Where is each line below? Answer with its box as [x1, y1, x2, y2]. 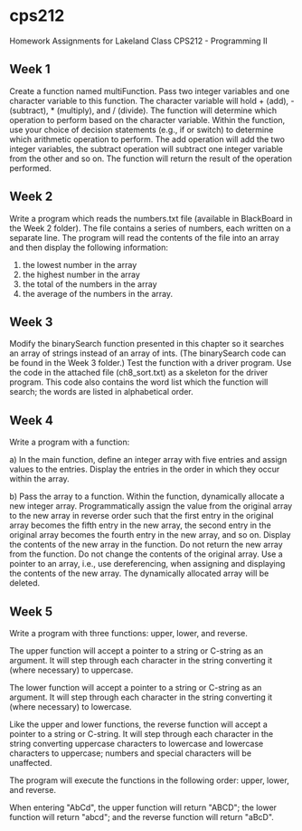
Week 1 [9, 62, 51, 77]
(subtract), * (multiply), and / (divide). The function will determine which [9, 105, 278, 116]
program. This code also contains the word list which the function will [9, 377, 269, 387]
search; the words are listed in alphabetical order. [9, 387, 193, 397]
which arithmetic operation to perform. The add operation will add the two [9, 133, 285, 145]
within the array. [9, 473, 70, 484]
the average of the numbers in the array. [22, 288, 174, 299]
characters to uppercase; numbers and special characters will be [9, 748, 251, 759]
